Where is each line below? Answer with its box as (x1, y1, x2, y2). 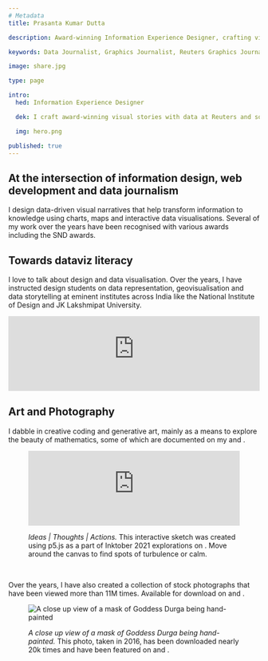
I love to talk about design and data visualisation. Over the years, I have (8, 275, 242, 284)
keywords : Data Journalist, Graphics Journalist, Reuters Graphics (8, 48, 238, 56)
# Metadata (8, 11, 45, 20)
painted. (28, 636, 56, 646)
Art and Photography (8, 405, 116, 419)
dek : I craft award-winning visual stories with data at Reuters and (15, 113, 251, 121)
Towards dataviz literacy (8, 253, 133, 267)
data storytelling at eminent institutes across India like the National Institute (8, 292, 255, 301)
